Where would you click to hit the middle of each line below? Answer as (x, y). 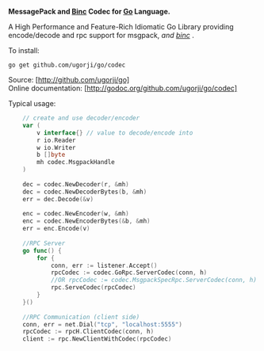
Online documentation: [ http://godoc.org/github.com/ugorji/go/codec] (123, 88)
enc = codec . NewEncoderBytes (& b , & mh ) (86, 221)
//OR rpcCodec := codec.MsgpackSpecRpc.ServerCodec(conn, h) (154, 280)
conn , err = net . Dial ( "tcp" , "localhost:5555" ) (102, 324)
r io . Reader (57, 140)
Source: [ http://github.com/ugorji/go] (69, 80)
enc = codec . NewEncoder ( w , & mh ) (76, 214)
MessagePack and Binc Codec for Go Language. (89, 11)
